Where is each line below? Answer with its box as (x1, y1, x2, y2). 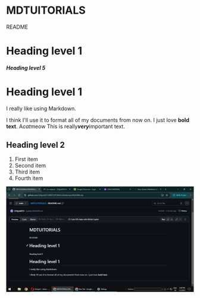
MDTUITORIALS (6, 4, 86, 17)
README (6, 23, 29, 30)
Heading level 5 (6, 64, 46, 72)
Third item (14, 168, 40, 176)
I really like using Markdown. (6, 105, 76, 112)
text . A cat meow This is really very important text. (6, 123, 125, 130)
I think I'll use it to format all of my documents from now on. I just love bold (6, 116, 189, 123)
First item (14, 156, 38, 163)
